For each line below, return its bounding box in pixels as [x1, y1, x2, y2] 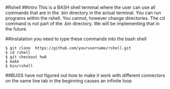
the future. [5, 26, 28, 32]
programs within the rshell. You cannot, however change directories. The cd [5, 15, 165, 21]
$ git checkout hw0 [5, 54, 47, 60]
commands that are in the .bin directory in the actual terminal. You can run [5, 10, 162, 16]
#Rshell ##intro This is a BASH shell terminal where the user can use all [5, 5, 156, 10]
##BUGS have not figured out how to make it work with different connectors [5, 72, 165, 78]
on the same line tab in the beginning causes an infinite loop [5, 78, 132, 83]
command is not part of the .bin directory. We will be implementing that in [5, 20, 160, 26]
